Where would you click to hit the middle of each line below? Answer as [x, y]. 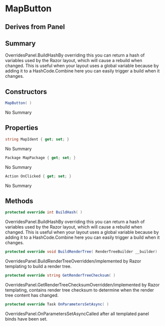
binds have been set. [26, 319]
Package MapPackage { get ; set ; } [41, 158]
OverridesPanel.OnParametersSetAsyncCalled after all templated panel [77, 314]
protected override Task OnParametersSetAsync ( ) [57, 304]
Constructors [26, 92]
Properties [22, 128]
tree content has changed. [32, 295]
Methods [19, 201]
